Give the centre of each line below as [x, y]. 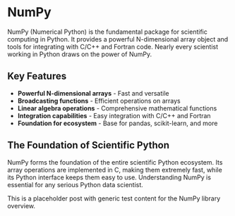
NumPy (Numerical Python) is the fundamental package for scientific [108, 32]
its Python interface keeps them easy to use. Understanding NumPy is [109, 177]
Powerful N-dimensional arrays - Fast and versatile [93, 93]
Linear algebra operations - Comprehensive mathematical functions [117, 108]
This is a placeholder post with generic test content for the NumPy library [114, 198]
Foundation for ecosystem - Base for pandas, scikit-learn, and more [117, 123]
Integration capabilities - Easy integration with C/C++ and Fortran [114, 115]
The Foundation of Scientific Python [88, 145]
